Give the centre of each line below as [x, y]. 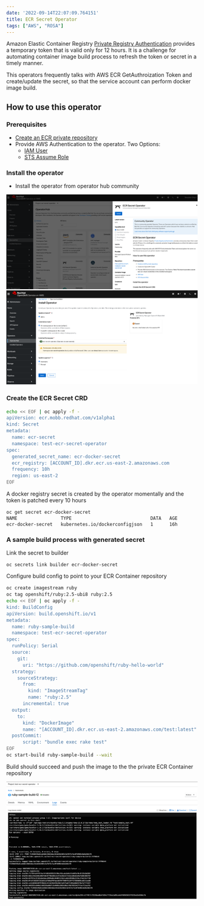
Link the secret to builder [37, 553]
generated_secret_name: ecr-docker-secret [66, 457]
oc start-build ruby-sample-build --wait [59, 755]
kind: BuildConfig [29, 607]
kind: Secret [23, 424]
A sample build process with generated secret [76, 539]
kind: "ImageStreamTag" [58, 691]
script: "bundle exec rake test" [65, 742]
